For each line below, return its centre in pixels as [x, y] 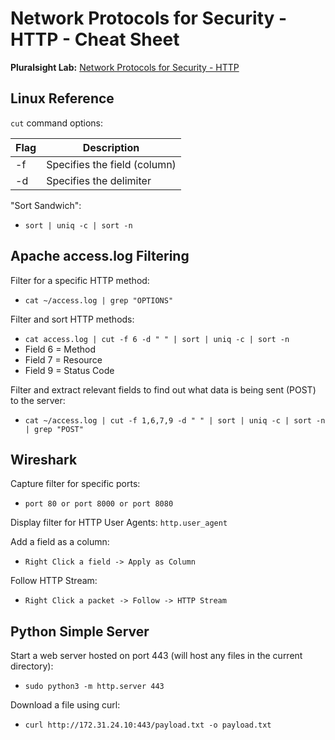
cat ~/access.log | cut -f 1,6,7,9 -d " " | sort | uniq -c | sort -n [175, 420]
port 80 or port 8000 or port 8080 [99, 504]
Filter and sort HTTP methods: [72, 319]
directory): [32, 666]
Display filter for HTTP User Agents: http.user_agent [119, 523]
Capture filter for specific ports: [75, 484]
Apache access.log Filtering [100, 256]
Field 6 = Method [60, 349]
